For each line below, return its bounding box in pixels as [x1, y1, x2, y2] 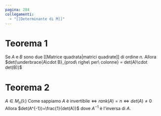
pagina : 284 [5, 7, 30, 12]
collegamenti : [5, 12, 34, 17]
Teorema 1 [5, 38, 48, 49]
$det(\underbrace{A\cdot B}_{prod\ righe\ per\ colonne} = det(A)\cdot [5, 59, 148, 65]
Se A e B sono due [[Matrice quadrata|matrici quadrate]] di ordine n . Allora [5, 54, 157, 60]
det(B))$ [5, 65, 22, 71]
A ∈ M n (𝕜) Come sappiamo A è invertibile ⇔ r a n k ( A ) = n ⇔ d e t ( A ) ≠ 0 [5, 98, 152, 105]
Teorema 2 [5, 82, 50, 93]
